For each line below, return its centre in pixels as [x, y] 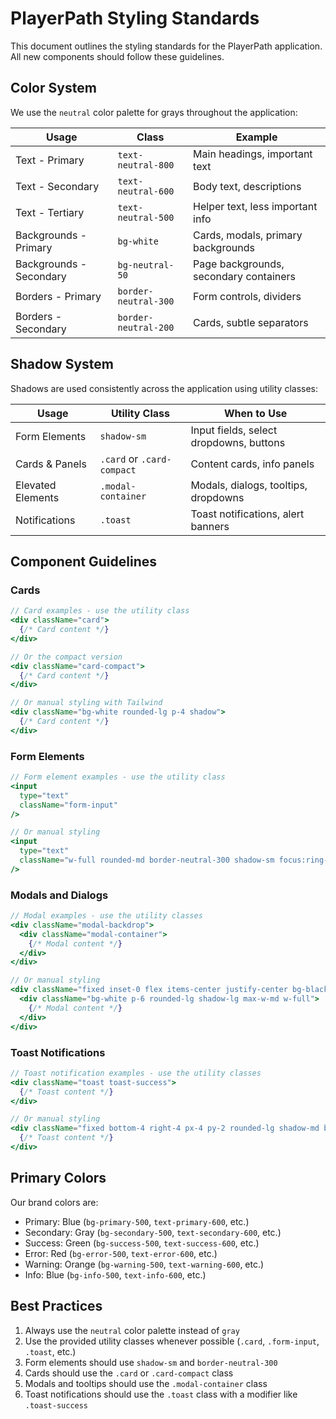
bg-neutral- [146, 265]
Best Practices [56, 1306]
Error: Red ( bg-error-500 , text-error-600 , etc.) [121, 1253]
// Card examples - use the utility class [100, 611]
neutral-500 [146, 217]
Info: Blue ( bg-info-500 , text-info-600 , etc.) [115, 1274]
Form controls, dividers [247, 296]
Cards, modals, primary [248, 235]
